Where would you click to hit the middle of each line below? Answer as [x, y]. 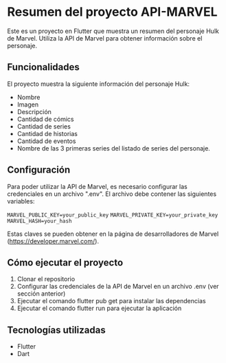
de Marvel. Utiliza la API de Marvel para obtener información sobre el [105, 38]
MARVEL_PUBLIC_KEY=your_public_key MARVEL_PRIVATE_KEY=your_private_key [113, 215]
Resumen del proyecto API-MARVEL [112, 12]
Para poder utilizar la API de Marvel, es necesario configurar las [97, 186]
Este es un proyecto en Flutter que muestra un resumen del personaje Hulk [113, 31]
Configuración [39, 170]
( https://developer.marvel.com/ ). [53, 241]
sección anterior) [41, 294]
